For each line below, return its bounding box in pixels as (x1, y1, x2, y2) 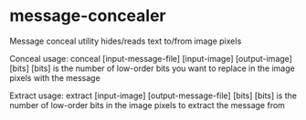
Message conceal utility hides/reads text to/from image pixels (9, 35, 242, 46)
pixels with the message (9, 72, 100, 83)
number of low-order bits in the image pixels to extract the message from (9, 99, 286, 110)
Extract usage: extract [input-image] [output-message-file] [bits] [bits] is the (9, 90, 298, 101)
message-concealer (9, 5, 166, 26)
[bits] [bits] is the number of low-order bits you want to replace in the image (9, 63, 295, 74)
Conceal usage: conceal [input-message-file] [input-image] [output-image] (9, 53, 292, 64)
